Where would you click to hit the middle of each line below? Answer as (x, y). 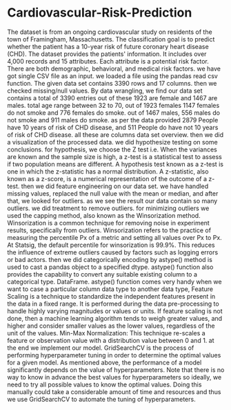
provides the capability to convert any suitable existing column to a (102, 274)
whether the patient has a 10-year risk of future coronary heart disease (108, 46)
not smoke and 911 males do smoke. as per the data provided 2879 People (113, 120)
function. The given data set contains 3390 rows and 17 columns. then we (112, 83)
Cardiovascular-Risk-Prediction (100, 13)
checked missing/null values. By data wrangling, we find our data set (105, 91)
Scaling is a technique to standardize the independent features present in (111, 296)
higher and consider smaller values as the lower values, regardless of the (111, 326)
